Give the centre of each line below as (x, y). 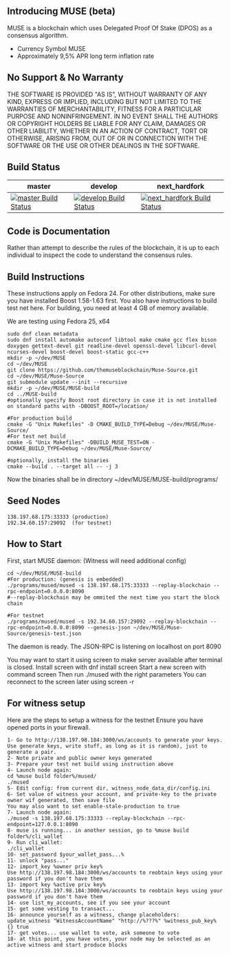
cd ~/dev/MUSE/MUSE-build (44, 573)
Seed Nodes (34, 501)
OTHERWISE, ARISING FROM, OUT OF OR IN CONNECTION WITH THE (107, 138)
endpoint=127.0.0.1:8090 (43, 824)
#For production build (40, 419)
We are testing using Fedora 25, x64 (58, 321)
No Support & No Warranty (65, 78)
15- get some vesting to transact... (61, 909)
